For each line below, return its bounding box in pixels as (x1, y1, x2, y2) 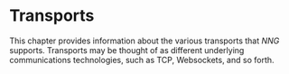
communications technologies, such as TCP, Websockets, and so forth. (9, 54, 275, 65)
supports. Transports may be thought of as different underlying (9, 44, 245, 55)
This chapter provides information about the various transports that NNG (9, 35, 280, 46)
